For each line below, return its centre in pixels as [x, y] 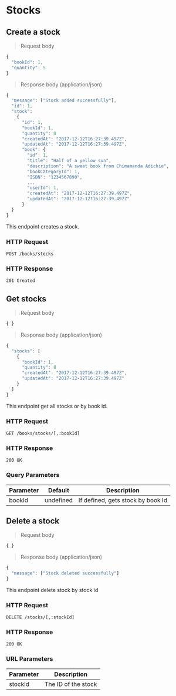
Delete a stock [33, 521]
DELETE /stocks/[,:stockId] [40, 617]
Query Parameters [33, 475]
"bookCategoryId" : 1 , [54, 172]
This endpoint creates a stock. [43, 226]
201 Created [21, 281]
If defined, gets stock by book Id [123, 500]
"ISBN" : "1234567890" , [55, 177]
